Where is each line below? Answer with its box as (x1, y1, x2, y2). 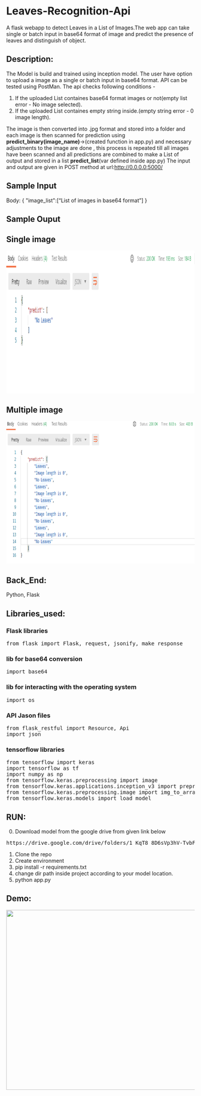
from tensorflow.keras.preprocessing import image (6, 777, 158, 784)
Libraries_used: (6, 609, 66, 619)
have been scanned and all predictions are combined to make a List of (6, 150, 179, 158)
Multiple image (6, 405, 63, 415)
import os (6, 697, 35, 703)
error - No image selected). (14, 101, 83, 108)
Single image (6, 234, 56, 245)
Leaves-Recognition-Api (6, 4, 131, 18)
